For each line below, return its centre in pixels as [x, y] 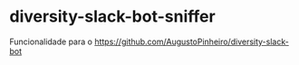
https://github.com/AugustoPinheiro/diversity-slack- [192, 42]
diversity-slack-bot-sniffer [112, 17]
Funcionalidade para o [51, 42]
